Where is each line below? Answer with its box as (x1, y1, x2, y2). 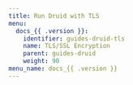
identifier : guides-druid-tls (23, 34, 126, 43)
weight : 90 (23, 57, 60, 66)
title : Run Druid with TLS (8, 11, 100, 20)
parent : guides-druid (23, 49, 96, 57)
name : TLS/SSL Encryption (23, 42, 111, 50)
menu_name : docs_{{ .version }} (8, 65, 118, 73)
